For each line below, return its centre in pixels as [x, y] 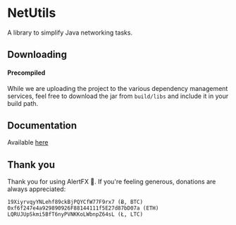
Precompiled [26, 73]
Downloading [37, 55]
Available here [28, 142]
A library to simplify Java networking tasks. [70, 32]
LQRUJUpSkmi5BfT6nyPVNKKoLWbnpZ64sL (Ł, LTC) [75, 214]
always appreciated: [37, 189]
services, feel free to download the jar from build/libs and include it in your [118, 96]
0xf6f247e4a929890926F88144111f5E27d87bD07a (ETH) [83, 208]
